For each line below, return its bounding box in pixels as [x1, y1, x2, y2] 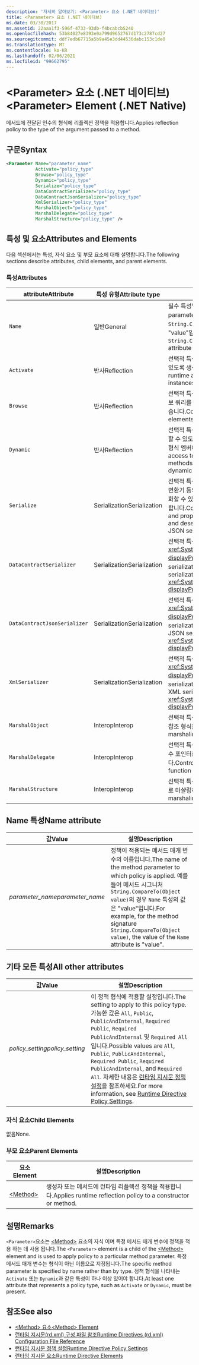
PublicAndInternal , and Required [91, 1064, 182, 1073]
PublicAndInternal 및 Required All [91, 1032, 188, 1041]
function [168, 766, 191, 774]
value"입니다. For [120, 904, 166, 912]
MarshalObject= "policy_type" [35, 205, 108, 211]
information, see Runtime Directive [91, 1089, 187, 1098]
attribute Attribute [23, 289, 74, 298]
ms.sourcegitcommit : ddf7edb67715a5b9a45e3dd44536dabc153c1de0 [6, 36, 166, 42]
